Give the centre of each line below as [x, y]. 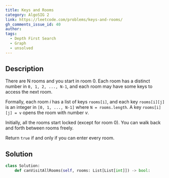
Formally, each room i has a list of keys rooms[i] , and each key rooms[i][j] [85, 102]
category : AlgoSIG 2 [27, 15]
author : [14, 29]
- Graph [18, 43]
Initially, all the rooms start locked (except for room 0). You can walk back [83, 123]
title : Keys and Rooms [30, 10]
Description [24, 69]
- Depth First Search [33, 39]
